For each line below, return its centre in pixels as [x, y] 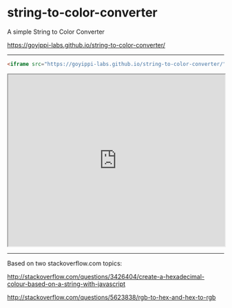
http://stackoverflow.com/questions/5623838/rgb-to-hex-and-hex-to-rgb [112, 297]
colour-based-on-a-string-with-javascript [66, 284]
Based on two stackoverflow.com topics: [65, 263]
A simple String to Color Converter [56, 32]
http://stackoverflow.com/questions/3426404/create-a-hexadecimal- [106, 276]
